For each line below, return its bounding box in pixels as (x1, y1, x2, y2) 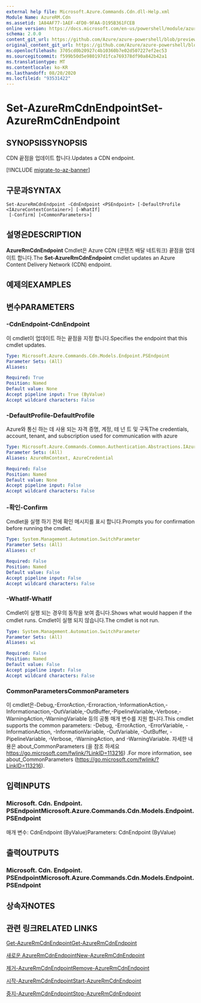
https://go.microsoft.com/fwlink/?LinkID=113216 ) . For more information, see (6, 749, 193, 757)
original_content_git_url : (6, 42, 74, 48)
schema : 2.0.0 (6, 31, 42, 37)
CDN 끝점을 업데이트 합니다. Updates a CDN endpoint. (6, 154, 135, 162)
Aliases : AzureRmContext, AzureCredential (6, 455, 114, 461)
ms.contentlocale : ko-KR (6, 64, 68, 71)
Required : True (6, 375, 44, 381)
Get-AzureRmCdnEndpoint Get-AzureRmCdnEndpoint (6, 940, 138, 947)
